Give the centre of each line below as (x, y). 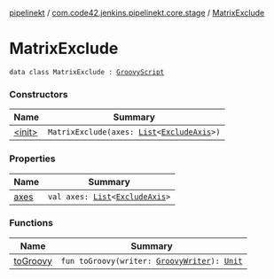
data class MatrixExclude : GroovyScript (87, 72)
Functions (31, 223)
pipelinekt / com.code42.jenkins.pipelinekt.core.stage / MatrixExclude (137, 13)
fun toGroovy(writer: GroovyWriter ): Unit (152, 261)
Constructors (39, 94)
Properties (32, 159)
